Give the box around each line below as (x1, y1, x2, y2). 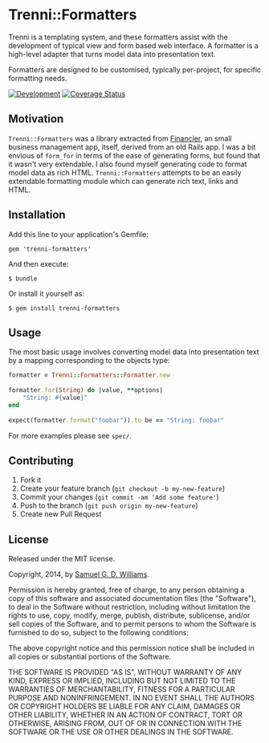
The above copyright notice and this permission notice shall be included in (8, 643, 255, 653)
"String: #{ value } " (22, 394, 88, 402)
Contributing (8, 454, 74, 467)
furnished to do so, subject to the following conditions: (8, 628, 189, 638)
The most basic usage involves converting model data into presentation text (8, 347, 259, 357)
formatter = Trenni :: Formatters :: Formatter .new (8, 371, 171, 379)
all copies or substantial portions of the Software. (8, 652, 171, 662)
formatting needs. (8, 73, 67, 83)
